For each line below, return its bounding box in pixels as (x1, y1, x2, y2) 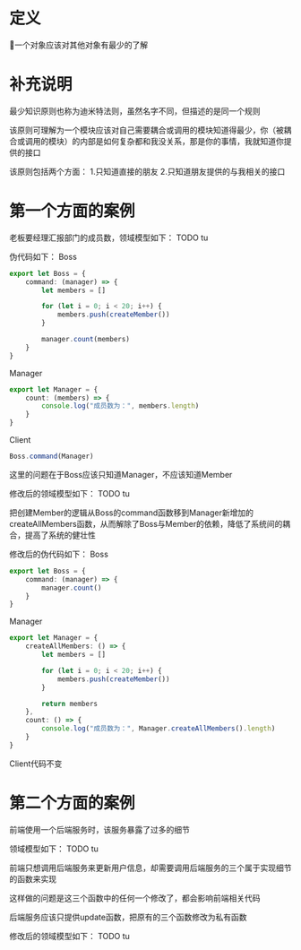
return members (41, 699, 99, 708)
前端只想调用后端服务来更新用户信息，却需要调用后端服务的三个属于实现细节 (9, 862, 292, 873)
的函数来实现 (9, 873, 56, 884)
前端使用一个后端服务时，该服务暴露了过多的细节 (9, 824, 190, 834)
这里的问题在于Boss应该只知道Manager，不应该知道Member (9, 469, 233, 479)
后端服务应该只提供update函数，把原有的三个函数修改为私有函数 (9, 911, 247, 922)
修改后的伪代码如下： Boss (9, 548, 109, 559)
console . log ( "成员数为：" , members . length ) (41, 402, 200, 410)
